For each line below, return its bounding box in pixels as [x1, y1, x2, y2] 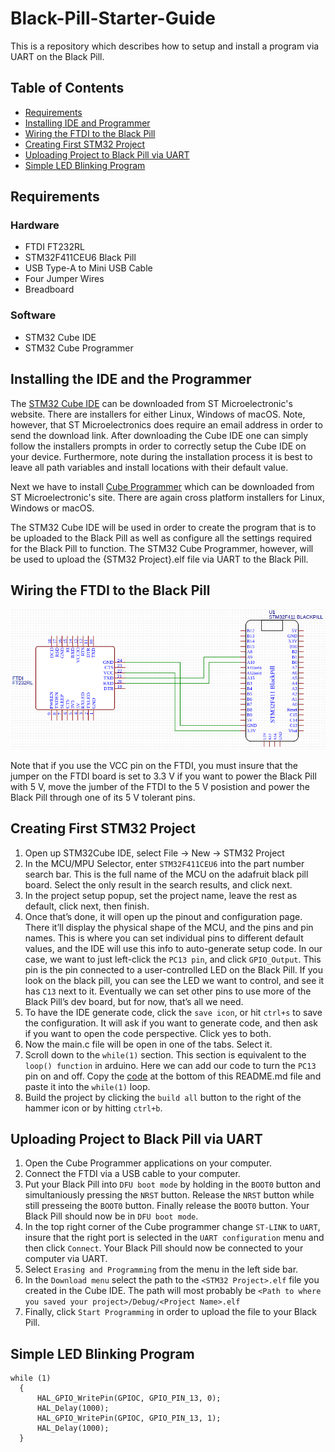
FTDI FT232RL [24, 241, 85, 253]
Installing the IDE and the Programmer [10, 371, 252, 388]
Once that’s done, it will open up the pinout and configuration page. [24, 910, 303, 922]
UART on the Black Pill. [10, 50, 105, 62]
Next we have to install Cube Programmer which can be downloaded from [10, 480, 315, 492]
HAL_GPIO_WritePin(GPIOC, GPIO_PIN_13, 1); [36, 1413, 222, 1424]
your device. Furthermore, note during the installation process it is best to [10, 450, 313, 462]
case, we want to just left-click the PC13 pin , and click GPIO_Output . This [24, 953, 322, 965]
